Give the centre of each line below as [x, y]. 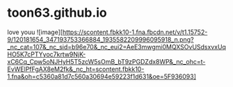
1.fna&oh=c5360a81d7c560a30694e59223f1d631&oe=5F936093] [102, 76]
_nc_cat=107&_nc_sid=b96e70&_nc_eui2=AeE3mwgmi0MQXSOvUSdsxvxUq [116, 47]
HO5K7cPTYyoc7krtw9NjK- [47, 54]
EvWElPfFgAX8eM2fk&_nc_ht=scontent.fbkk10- [76, 69]
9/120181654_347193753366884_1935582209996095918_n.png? [101, 39]
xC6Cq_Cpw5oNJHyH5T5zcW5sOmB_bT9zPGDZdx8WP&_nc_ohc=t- [106, 61]
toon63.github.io [57, 13]
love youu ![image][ [35, 32]
